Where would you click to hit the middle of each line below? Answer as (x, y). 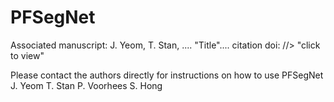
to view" (27, 55)
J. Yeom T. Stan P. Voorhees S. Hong (86, 85)
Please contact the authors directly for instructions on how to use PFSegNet (167, 75)
